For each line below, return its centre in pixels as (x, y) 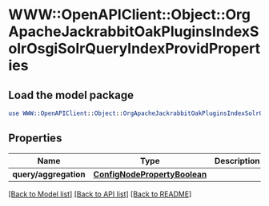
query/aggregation (49, 174)
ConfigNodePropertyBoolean (150, 174)
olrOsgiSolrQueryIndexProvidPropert (134, 49)
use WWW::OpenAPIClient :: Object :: (66, 113)
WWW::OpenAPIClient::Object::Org (129, 15)
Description (237, 160)
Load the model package (71, 95)
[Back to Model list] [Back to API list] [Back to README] (100, 194)
